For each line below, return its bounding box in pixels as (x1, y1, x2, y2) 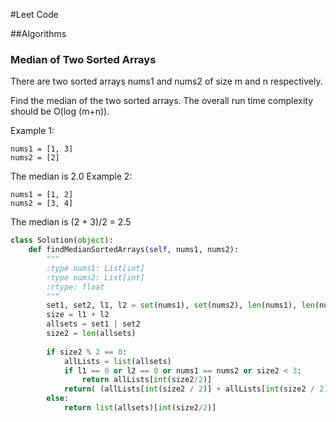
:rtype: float (46, 282, 105, 292)
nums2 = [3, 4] (10, 199, 74, 209)
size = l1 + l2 (46, 310, 110, 320)
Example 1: (10, 125, 55, 137)
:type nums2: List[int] (46, 272, 145, 283)
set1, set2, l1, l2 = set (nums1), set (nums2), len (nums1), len (46, 300, 315, 311)
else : (46, 394, 70, 404)
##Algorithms (10, 28, 67, 39)
